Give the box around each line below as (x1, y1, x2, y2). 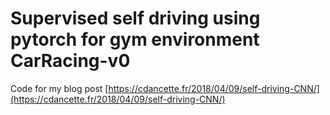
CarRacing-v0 (10, 50, 131, 72)
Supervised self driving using (10, 7, 261, 30)
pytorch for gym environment (10, 28, 260, 51)
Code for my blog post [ (10, 82, 109, 94)
